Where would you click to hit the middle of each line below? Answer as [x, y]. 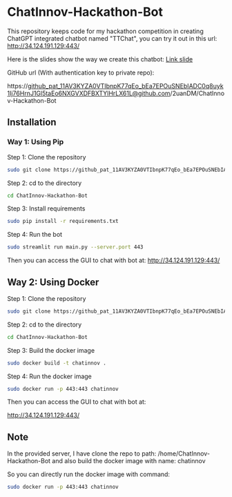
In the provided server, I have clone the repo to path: [82, 454]
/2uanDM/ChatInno [197, 93]
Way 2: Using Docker [53, 282]
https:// [18, 86]
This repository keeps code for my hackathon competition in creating [105, 31]
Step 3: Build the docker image [51, 350]
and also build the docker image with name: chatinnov [128, 461]
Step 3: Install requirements [46, 208]
